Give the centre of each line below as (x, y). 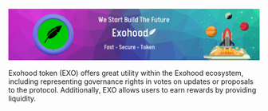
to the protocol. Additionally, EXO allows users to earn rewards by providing (132, 89)
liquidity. (22, 98)
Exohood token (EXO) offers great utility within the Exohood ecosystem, (126, 73)
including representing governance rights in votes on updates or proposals (131, 81)
